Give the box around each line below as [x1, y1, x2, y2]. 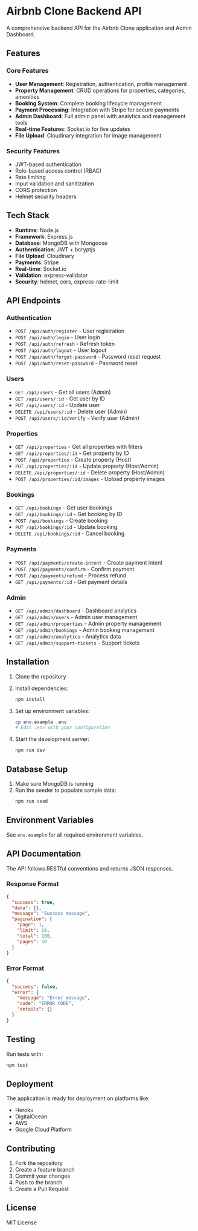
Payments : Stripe [14, 259, 59, 266]
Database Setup [6, 764, 68, 774]
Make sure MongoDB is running [14, 780, 94, 788]
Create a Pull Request [14, 1186, 69, 1193]
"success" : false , [11, 983, 59, 990]
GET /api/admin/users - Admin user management [14, 613, 138, 620]
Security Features [6, 147, 60, 155]
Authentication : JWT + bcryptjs [14, 245, 95, 253]
